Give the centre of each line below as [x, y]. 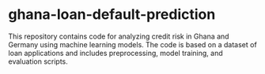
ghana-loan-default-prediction [112, 15]
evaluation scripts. [38, 61]
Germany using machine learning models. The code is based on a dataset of [132, 44]
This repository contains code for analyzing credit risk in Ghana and [119, 36]
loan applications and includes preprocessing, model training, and [115, 53]
